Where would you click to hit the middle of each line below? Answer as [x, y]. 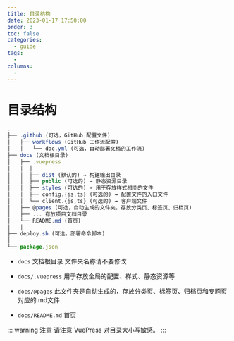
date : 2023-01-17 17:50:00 [47, 20]
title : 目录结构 [29, 14]
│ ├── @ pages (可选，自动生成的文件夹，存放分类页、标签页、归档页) [100, 207]
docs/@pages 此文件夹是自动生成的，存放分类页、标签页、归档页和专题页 [122, 291]
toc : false [23, 33]
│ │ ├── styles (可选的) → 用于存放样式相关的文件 [80, 188]
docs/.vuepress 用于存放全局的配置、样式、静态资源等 [96, 276]
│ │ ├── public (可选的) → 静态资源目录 [67, 181]
